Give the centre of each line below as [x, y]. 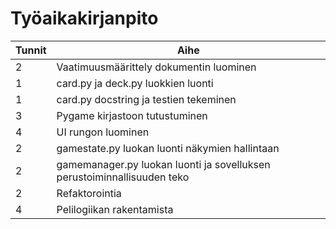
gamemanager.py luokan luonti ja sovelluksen [163, 164]
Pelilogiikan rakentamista [115, 209]
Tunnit [31, 50]
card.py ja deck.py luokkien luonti [135, 83]
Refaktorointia [89, 193]
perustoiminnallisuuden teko [123, 177]
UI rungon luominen [103, 132]
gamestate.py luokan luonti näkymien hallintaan [168, 148]
